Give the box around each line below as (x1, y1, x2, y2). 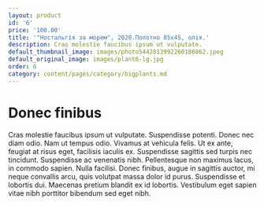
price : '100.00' (8, 26, 61, 34)
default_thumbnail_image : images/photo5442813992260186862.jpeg (8, 48, 224, 56)
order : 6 (8, 63, 37, 71)
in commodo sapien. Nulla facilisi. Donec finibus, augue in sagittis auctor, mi (8, 163, 255, 173)
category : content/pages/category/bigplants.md (8, 70, 168, 78)
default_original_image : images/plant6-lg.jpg (8, 56, 164, 64)
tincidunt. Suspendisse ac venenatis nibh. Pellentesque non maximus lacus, (8, 155, 254, 164)
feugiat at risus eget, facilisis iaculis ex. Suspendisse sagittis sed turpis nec (8, 146, 253, 156)
